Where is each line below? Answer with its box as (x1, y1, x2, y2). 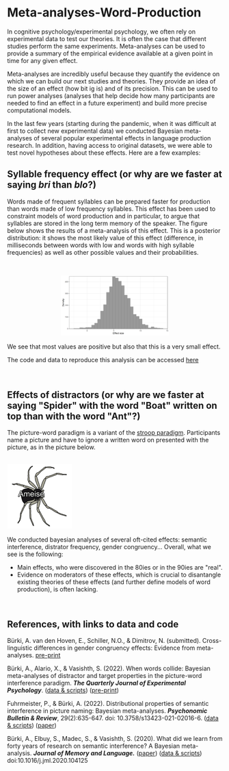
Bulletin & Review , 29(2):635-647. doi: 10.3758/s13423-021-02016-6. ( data (7, 714, 219, 722)
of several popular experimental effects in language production (33, 134, 211, 142)
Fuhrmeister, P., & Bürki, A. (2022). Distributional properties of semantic (7, 700, 209, 708)
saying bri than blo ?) (7, 179, 97, 191)
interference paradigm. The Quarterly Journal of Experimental (7, 679, 186, 687)
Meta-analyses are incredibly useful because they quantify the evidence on (7, 70, 220, 78)
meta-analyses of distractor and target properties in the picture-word (7, 672, 202, 680)
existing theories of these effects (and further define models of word (16, 578, 211, 586)
